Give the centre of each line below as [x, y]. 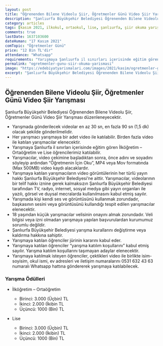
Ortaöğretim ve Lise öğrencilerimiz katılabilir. [57, 152]
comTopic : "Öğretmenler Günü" [36, 46]
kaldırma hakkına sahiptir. [38, 235]
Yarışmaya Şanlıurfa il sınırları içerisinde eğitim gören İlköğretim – [77, 147]
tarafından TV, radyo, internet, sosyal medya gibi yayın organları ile [79, 188]
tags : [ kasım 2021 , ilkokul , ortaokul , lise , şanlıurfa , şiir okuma [76, 28]
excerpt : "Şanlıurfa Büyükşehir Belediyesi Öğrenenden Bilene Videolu [78, 73]
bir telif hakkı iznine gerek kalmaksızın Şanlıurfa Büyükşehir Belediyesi [82, 183]
